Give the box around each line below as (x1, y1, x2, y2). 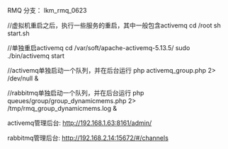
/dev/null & (7, 74, 39, 83)
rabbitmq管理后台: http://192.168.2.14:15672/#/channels (7, 133, 169, 142)
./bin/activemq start (7, 52, 65, 60)
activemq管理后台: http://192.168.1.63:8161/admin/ (7, 119, 152, 127)
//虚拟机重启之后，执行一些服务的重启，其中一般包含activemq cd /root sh (7, 21, 222, 30)
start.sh (7, 29, 30, 37)
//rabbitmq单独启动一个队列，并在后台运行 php (7, 89, 144, 97)
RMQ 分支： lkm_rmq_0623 (7, 6, 87, 14)
